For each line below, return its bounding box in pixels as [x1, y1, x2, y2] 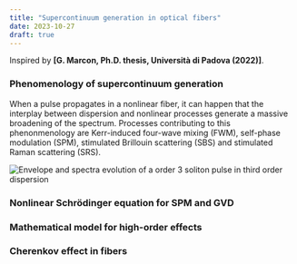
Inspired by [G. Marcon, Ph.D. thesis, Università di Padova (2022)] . [9, 55, 264, 66]
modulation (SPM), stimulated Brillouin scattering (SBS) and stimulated [9, 137, 273, 148]
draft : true [9, 30, 54, 39]
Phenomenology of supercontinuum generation [9, 78, 224, 91]
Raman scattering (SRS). [9, 146, 102, 157]
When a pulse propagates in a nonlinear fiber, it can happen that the [9, 98, 264, 109]
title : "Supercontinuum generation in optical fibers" [9, 13, 222, 23]
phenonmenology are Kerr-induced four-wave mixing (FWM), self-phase [9, 127, 282, 138]
